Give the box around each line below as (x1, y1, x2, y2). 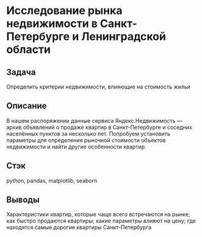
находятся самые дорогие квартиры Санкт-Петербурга (6, 224, 152, 231)
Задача (6, 67, 36, 77)
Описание (6, 101, 47, 111)
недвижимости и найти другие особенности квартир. (6, 143, 146, 150)
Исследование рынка (6, 4, 123, 18)
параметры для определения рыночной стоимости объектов (6, 136, 166, 144)
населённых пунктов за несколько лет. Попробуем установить (6, 129, 171, 137)
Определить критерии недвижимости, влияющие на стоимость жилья (6, 83, 190, 90)
